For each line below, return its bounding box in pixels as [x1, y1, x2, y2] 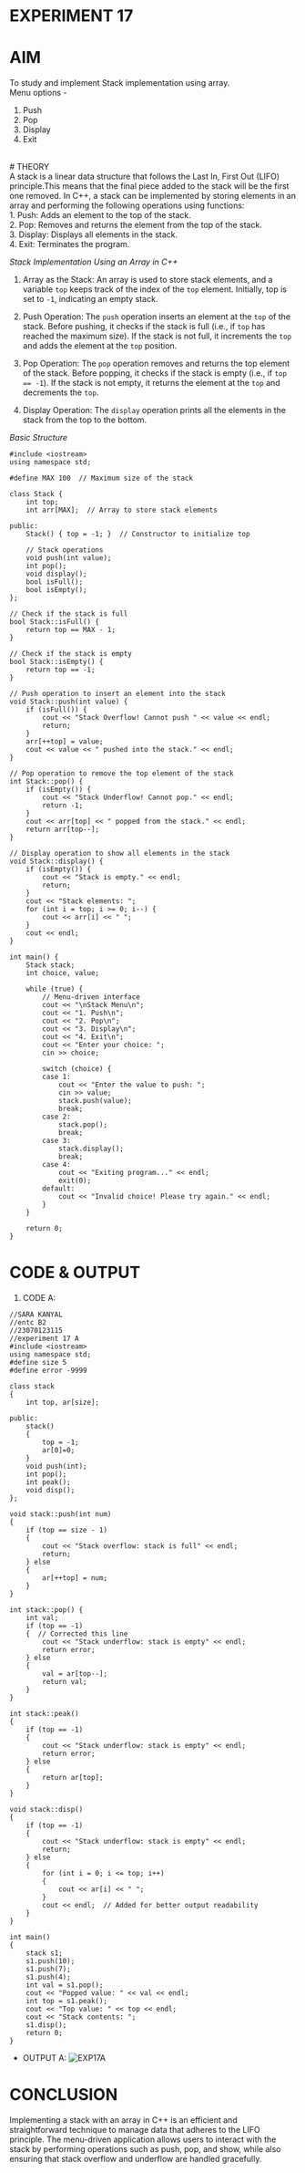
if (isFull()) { [25, 705, 88, 714]
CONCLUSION [9, 2085, 118, 2105]
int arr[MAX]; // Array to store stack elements [25, 505, 219, 515]
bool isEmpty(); [25, 586, 88, 595]
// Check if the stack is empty [9, 650, 132, 659]
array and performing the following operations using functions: [9, 200, 245, 211]
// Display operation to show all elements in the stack [9, 849, 230, 858]
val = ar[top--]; [42, 1669, 107, 1679]
